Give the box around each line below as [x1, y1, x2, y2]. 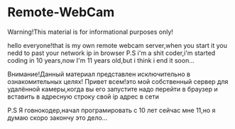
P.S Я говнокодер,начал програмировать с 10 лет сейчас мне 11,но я [7, 106, 216, 114]
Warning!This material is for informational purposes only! [7, 27, 174, 36]
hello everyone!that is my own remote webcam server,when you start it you [7, 41, 227, 49]
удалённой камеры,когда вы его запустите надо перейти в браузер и [7, 85, 218, 93]
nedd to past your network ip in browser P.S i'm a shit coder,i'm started [7, 49, 216, 57]
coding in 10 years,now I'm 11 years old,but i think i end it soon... [7, 56, 195, 64]
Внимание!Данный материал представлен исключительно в [7, 70, 190, 78]
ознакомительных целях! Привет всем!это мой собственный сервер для [7, 77, 229, 85]
